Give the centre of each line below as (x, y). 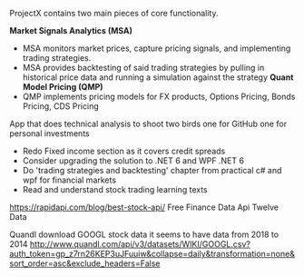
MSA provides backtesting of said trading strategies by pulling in (143, 68)
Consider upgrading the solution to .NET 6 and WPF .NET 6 (133, 161)
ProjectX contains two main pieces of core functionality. (114, 13)
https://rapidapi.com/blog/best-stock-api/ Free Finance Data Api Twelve (144, 207)
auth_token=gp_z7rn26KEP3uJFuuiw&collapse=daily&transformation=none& (152, 254)
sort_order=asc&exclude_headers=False (85, 263)
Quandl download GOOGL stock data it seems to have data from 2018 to (144, 234)
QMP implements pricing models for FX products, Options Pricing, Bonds (159, 96)
